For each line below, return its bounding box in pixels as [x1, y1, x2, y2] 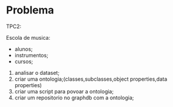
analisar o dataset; [14, 69, 60, 76]
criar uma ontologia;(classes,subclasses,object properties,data [14, 75, 168, 82]
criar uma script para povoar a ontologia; [14, 88, 114, 95]
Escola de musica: [6, 34, 51, 41]
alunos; [14, 45, 33, 53]
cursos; [14, 58, 34, 65]
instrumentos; [14, 51, 49, 58]
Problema [6, 4, 54, 17]
